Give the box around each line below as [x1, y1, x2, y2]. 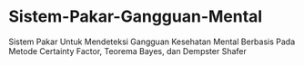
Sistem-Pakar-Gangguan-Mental [8, 6, 263, 27]
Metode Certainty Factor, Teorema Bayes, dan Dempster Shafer [8, 45, 247, 56]
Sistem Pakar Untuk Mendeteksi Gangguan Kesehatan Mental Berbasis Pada [8, 36, 296, 47]
